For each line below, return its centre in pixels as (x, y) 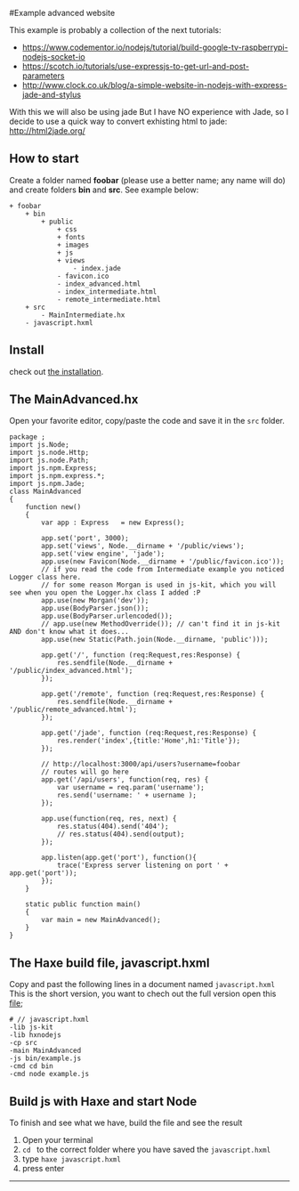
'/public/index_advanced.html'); (71, 671)
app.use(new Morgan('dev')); (95, 601)
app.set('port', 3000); (85, 539)
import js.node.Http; (49, 453)
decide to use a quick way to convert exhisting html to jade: (118, 121)
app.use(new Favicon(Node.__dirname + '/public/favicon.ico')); (163, 562)
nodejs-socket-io (54, 57)
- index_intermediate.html (107, 292)
